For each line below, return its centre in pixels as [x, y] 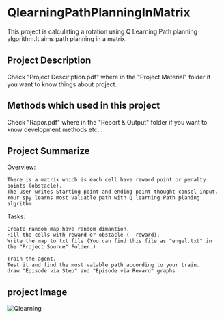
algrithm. [21, 204]
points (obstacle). [35, 186]
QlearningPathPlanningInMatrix [99, 13]
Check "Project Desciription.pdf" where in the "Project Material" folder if [109, 77]
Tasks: [16, 216]
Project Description [49, 61]
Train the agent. [32, 259]
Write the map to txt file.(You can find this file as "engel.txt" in [110, 241]
